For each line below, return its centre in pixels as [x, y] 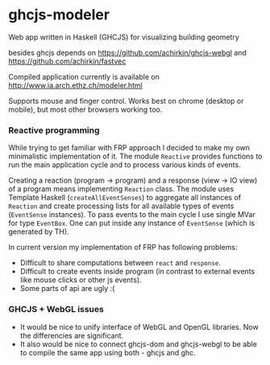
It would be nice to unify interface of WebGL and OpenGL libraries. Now [139, 326]
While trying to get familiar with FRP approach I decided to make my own [129, 148]
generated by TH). [39, 232]
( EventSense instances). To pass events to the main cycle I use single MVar [132, 215]
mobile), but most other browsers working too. [85, 109]
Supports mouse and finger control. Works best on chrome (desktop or [126, 100]
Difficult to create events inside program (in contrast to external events [137, 272]
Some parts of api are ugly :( [67, 289]
